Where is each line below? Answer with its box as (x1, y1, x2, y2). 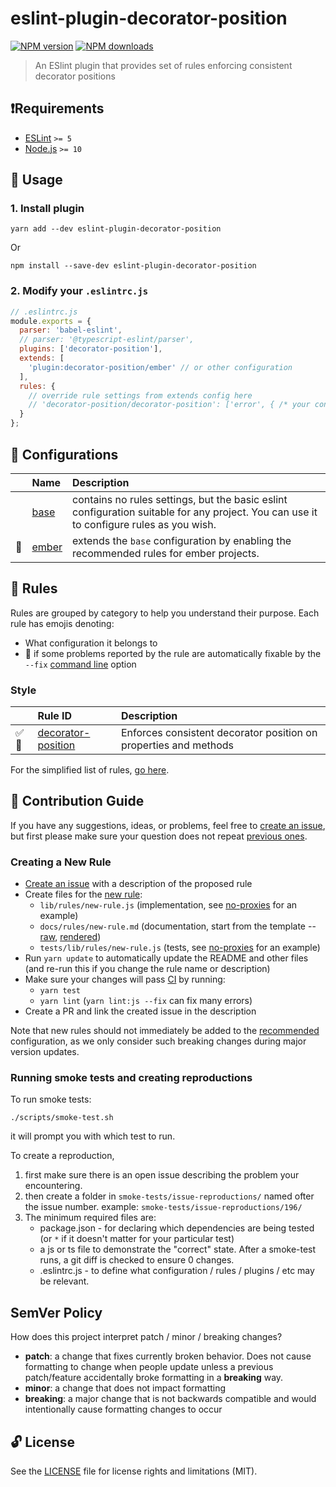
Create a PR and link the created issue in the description (24, 1005, 257, 1017)
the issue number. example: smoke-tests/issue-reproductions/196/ (24, 1201, 303, 1213)
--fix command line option (24, 658, 137, 670)
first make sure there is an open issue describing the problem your (24, 1169, 300, 1181)
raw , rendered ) (39, 931, 102, 943)
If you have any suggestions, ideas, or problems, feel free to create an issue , (10, 819, 326, 831)
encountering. (24, 1180, 83, 1192)
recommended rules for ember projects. (72, 546, 260, 560)
